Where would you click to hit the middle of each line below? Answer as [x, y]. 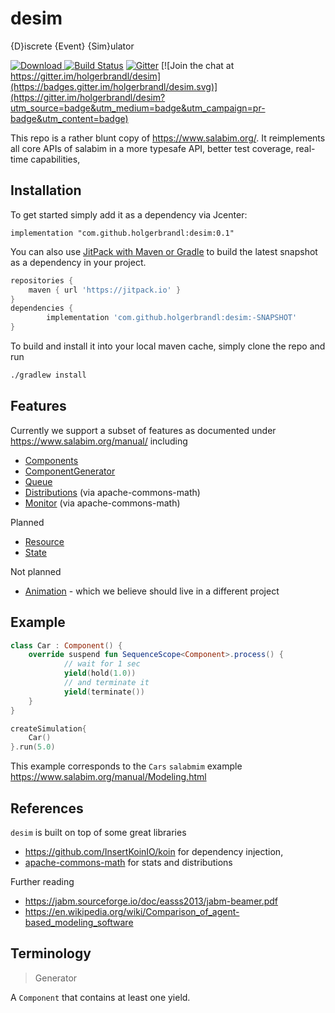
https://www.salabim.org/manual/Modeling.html [108, 777]
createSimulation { [48, 728]
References [47, 808]
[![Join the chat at [197, 65]
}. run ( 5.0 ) [33, 747]
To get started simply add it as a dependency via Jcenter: [129, 214]
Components [51, 460]
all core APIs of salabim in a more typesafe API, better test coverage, [152, 148]
